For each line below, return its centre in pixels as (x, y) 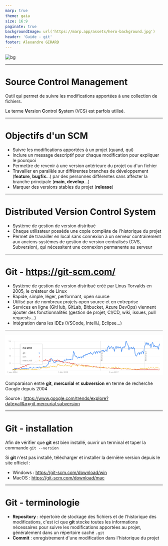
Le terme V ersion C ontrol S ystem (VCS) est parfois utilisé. (65, 111)
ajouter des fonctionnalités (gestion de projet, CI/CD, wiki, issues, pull (84, 312)
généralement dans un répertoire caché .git (58, 532)
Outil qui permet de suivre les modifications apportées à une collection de (81, 96)
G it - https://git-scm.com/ (60, 271)
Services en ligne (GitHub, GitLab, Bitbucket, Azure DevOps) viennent (84, 307)
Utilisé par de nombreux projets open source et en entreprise (75, 302)
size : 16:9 (16, 21)
